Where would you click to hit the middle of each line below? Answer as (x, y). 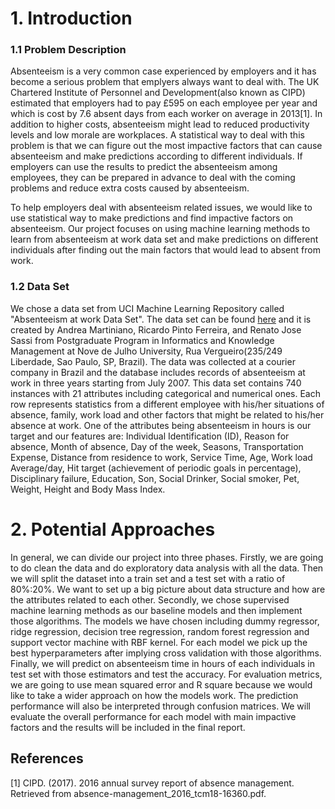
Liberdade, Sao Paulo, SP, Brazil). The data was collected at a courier (153, 361)
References (47, 758)
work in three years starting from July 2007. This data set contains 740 (156, 383)
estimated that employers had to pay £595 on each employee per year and (164, 103)
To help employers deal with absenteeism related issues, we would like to (161, 208)
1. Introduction (71, 18)
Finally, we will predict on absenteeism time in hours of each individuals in (162, 663)
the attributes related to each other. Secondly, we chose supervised (150, 599)
